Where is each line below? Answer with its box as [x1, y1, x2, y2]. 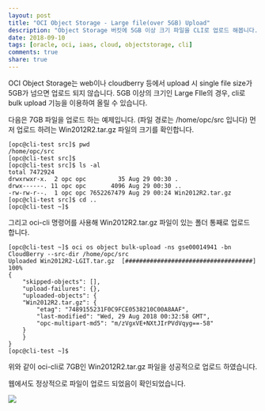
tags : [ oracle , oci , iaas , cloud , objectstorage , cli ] [8, 41, 193, 49]
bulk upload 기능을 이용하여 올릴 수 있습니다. [8, 98, 148, 107]
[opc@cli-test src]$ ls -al [8, 161, 101, 169]
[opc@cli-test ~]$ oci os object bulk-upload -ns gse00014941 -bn [8, 243, 232, 251]
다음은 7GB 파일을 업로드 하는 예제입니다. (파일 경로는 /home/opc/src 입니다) [8, 115, 248, 124]
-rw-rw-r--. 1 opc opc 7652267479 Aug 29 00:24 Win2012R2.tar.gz [8, 189, 232, 197]
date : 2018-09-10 [8, 33, 66, 42]
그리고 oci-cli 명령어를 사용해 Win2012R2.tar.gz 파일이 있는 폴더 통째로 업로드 [8, 217, 251, 227]
